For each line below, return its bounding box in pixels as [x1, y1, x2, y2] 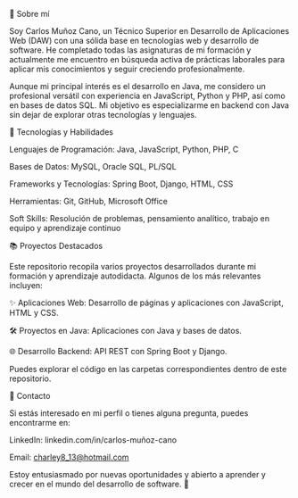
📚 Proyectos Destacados [9, 241, 103, 251]
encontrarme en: [9, 418, 71, 427]
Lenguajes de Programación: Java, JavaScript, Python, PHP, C [9, 144, 239, 154]
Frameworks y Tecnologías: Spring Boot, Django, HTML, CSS [9, 178, 234, 189]
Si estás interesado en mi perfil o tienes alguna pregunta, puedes [9, 408, 249, 419]
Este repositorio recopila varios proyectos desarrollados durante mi [9, 261, 257, 271]
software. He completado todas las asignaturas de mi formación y [9, 45, 252, 55]
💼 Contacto [9, 391, 51, 401]
